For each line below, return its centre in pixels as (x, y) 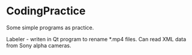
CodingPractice (46, 11)
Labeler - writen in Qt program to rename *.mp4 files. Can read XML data (96, 39)
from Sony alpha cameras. (39, 45)
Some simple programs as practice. (50, 27)
